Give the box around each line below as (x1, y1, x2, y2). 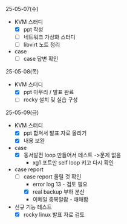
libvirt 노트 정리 (23, 41, 60, 49)
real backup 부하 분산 (32, 188, 85, 195)
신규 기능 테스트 (14, 203, 52, 211)
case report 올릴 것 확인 (23, 172, 82, 180)
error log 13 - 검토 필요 (32, 180, 88, 188)
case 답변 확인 (23, 55, 59, 63)
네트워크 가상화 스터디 (23, 33, 76, 41)
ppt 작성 (23, 26, 44, 33)
